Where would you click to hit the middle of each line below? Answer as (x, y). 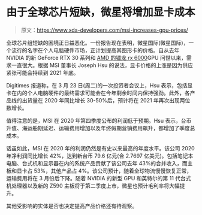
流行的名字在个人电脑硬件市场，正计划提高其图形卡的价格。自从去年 (95, 50)
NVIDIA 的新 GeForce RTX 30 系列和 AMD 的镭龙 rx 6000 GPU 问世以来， (97, 57)
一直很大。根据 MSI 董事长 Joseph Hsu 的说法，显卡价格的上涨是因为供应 (102, 65)
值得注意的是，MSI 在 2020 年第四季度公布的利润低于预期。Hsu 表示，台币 (99, 120)
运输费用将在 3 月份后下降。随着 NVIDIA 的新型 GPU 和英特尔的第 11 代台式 (99, 178)
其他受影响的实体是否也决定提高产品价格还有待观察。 (72, 206)
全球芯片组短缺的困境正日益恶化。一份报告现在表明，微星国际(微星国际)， (97, 43)
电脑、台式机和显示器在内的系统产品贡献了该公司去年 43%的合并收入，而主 (100, 163)
